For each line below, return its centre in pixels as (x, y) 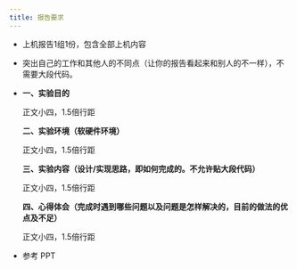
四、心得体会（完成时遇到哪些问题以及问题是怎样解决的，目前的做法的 (151, 207)
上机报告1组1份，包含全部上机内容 (84, 44)
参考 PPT (39, 256)
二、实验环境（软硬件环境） (73, 131)
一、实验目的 (45, 93)
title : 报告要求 (37, 17)
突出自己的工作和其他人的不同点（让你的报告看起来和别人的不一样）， (149, 62)
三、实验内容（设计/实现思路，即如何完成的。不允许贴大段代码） (141, 168)
